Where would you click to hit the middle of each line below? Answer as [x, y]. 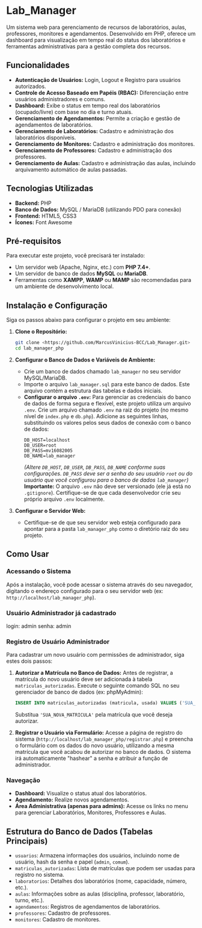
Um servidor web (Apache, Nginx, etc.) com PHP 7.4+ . [83, 267]
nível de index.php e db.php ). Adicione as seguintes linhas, [96, 416]
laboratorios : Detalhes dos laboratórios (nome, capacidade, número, [101, 881]
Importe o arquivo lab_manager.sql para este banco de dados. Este [107, 384]
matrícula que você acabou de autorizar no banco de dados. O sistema [103, 752]
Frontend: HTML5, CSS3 [46, 216]
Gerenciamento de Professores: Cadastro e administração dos [93, 150]
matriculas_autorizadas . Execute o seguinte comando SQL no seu [97, 686]
